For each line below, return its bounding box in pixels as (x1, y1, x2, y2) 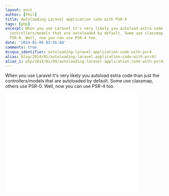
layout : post (5, 7, 33, 13)
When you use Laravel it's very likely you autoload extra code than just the (5, 72, 159, 78)
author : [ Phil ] (5, 12, 37, 17)
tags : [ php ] (5, 21, 30, 27)
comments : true (5, 45, 37, 50)
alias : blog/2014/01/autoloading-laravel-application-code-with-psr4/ (5, 54, 156, 59)
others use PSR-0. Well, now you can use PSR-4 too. (5, 83, 115, 89)
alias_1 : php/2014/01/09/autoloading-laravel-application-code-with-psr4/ (5, 59, 165, 64)
